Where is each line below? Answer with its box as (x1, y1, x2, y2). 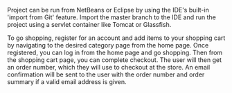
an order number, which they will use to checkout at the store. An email (7, 63, 211, 71)
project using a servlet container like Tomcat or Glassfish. (7, 21, 172, 28)
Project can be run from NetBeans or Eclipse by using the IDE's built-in (7, 6, 209, 14)
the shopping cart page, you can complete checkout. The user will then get (7, 56, 222, 64)
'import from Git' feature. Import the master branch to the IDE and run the (7, 13, 216, 21)
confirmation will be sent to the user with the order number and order (7, 70, 205, 79)
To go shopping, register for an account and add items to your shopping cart (7, 34, 226, 42)
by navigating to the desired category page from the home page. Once (7, 41, 209, 49)
